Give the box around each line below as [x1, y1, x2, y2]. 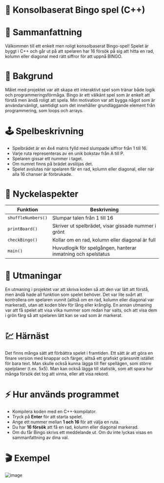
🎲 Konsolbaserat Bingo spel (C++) [5, 4, 145, 16]
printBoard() [7, 226, 38, 232]
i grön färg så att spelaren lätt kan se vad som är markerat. [5, 312, 123, 318]
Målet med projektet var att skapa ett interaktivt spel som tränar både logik [5, 87, 155, 93]
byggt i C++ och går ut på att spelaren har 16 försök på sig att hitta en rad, [5, 48, 154, 54]
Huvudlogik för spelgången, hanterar [52, 244, 137, 251]
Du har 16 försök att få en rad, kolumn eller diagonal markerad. [12, 424, 139, 430]
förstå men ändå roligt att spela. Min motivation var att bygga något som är [5, 97, 155, 103]
